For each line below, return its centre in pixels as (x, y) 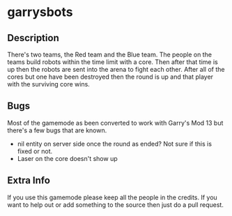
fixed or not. (35, 151)
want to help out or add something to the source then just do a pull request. (116, 205)
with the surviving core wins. (49, 84)
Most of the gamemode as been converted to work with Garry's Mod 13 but (115, 123)
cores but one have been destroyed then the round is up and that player (110, 77)
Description (33, 38)
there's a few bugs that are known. (57, 130)
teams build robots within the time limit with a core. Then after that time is (113, 62)
